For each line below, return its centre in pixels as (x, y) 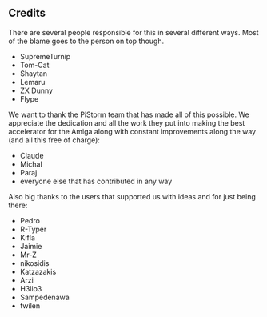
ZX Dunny (36, 90)
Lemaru (32, 82)
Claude (32, 155)
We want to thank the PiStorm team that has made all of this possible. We (129, 114)
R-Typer (33, 229)
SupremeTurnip (45, 56)
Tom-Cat (34, 65)
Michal (31, 164)
